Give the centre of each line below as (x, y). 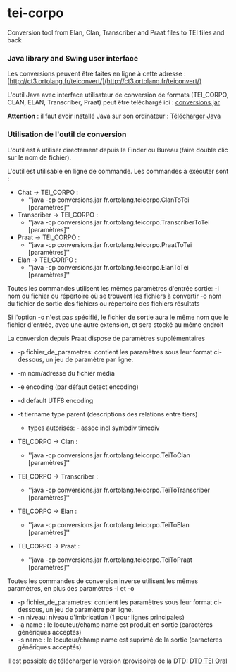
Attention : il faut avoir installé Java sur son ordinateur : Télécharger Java (114, 116)
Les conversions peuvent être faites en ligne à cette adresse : (97, 74)
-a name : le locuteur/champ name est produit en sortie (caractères (115, 624)
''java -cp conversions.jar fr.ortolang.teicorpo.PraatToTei (110, 244)
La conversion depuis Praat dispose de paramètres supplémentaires (106, 338)
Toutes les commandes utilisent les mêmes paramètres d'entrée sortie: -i (113, 288)
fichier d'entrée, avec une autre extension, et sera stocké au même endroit (116, 324)
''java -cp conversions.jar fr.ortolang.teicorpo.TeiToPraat (110, 560)
